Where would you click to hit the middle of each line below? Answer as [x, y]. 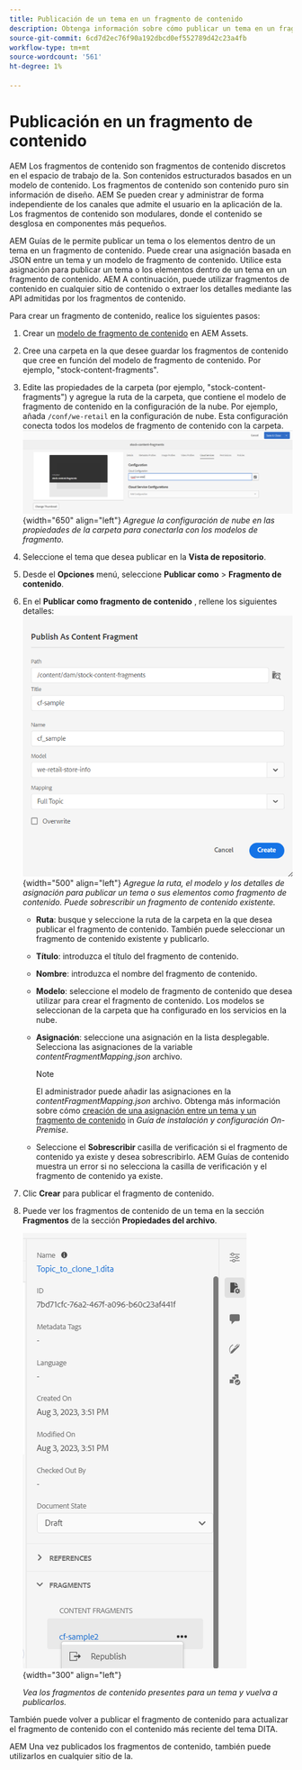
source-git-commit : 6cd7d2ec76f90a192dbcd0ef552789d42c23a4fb [128, 38]
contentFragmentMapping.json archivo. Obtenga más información [158, 1100]
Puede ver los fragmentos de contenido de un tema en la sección [143, 1210]
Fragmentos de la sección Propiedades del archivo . [120, 1220]
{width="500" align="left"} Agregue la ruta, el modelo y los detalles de [153, 882]
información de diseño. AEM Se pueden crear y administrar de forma [137, 195]
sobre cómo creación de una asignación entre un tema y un [146, 1110]
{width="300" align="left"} [72, 1674]
